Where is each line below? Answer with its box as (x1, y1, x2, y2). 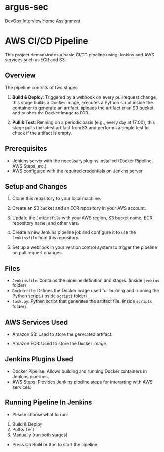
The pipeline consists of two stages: (5, 84, 79, 90)
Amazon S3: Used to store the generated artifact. (12, 331, 113, 337)
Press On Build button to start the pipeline (12, 441, 98, 447)
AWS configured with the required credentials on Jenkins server (12, 168, 143, 174)
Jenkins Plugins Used (5, 355, 73, 363)
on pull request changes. (12, 250, 63, 256)
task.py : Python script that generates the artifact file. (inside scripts (12, 298, 152, 304)
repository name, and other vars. (12, 220, 80, 226)
